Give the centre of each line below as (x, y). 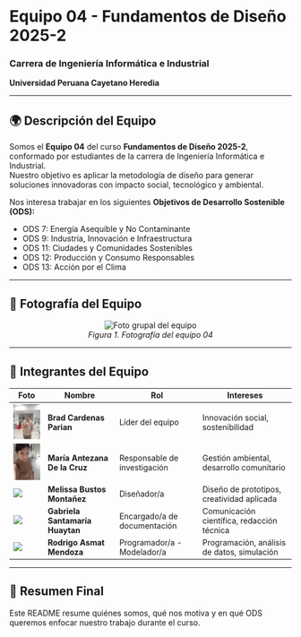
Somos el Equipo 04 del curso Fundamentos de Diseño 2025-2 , (129, 147)
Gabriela (64, 512)
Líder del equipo (149, 422)
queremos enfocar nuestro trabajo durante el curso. (105, 622)
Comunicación (229, 512)
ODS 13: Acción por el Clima (74, 267)
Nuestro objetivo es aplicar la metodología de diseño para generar (131, 176)
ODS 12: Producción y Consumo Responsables (108, 258)
